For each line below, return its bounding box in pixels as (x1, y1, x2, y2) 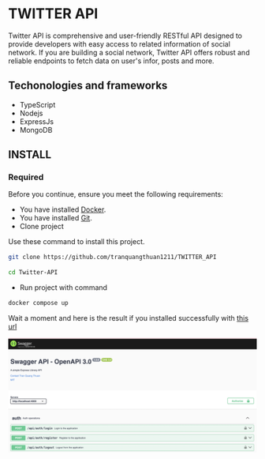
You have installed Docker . (19, 205, 106, 214)
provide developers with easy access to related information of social (8, 39, 231, 48)
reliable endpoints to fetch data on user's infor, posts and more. (8, 56, 215, 66)
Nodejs (19, 108, 43, 118)
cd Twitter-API (8, 269, 58, 277)
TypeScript (19, 100, 56, 109)
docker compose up (8, 299, 69, 307)
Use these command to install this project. (8, 237, 145, 246)
